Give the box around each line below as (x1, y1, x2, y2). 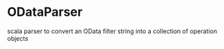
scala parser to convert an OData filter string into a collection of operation (7, 27, 218, 35)
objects (7, 34, 29, 42)
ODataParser (7, 4, 83, 20)
